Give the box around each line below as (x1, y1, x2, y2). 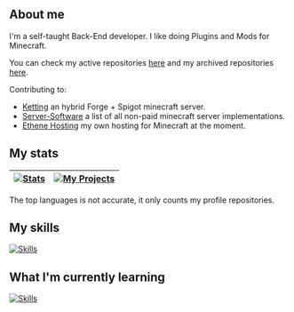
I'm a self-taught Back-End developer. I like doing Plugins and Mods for (9, 30, 270, 41)
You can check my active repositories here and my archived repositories (9, 57, 274, 68)
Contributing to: (9, 84, 67, 94)
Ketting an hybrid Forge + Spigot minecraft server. (21, 101, 206, 112)
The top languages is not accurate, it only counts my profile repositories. (9, 195, 275, 205)
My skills (9, 220, 60, 236)
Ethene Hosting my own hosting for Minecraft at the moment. (21, 120, 246, 131)
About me (9, 7, 65, 22)
